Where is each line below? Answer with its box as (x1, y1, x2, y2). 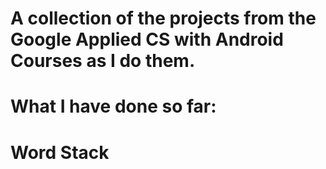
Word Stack (10, 141, 110, 164)
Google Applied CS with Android (10, 28, 284, 51)
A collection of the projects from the (10, 7, 317, 30)
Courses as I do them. (10, 50, 196, 72)
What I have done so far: (10, 95, 217, 118)
